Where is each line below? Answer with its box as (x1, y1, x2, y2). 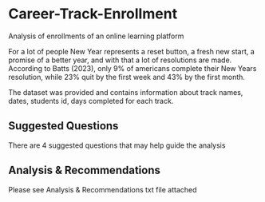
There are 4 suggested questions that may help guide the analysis (8, 141, 226, 150)
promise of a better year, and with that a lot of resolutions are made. (8, 55, 232, 65)
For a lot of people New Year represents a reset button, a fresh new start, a (8, 46, 255, 56)
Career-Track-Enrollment (8, 5, 178, 23)
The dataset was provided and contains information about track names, (8, 87, 243, 97)
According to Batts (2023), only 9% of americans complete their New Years (8, 63, 257, 73)
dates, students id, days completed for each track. (8, 96, 174, 105)
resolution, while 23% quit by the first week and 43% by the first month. (8, 72, 246, 81)
